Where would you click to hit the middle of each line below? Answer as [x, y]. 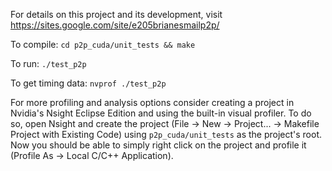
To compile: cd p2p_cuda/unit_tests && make [103, 44]
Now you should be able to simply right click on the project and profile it [158, 145]
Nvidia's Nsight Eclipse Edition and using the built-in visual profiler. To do [161, 113]
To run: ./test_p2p [48, 63]
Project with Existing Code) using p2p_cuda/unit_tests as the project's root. [166, 134]
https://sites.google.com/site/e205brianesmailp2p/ [115, 25]
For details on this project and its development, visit [116, 14]
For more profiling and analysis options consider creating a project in [152, 102]
